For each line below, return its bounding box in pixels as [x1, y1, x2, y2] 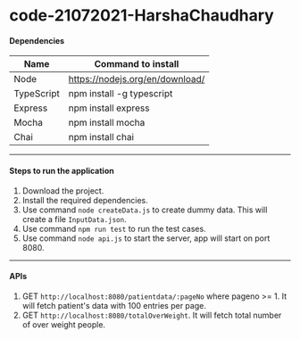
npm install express [68, 102, 150, 114]
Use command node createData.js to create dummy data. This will [21, 204, 268, 215]
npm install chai [68, 131, 135, 144]
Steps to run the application [9, 165, 114, 176]
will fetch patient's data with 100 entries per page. [21, 300, 207, 310]
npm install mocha [68, 117, 146, 129]
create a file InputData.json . [21, 213, 127, 224]
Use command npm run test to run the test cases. [21, 223, 207, 234]
